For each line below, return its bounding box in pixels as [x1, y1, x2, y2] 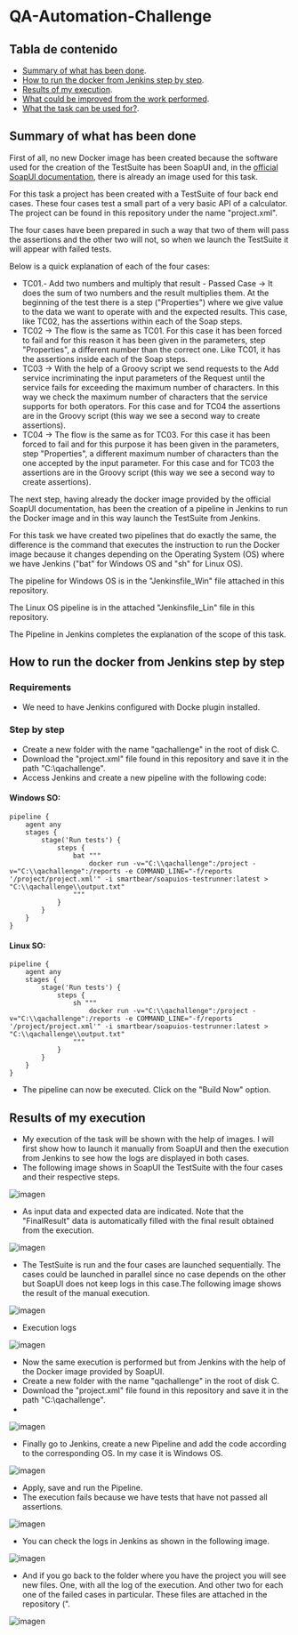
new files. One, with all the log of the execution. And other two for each [21, 1580, 284, 1591]
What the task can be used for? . [21, 103, 140, 113]
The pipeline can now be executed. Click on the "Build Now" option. [21, 1084, 271, 1095]
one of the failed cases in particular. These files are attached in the [21, 1590, 268, 1600]
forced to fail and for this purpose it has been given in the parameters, [21, 439, 279, 449]
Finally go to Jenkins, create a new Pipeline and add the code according [21, 1438, 287, 1449]
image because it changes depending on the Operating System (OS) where [9, 549, 285, 560]
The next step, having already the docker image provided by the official [9, 494, 271, 504]
